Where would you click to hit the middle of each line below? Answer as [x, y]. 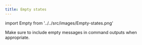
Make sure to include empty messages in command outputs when [71, 32]
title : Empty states [26, 9]
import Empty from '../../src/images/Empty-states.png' [59, 23]
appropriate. [18, 37]
